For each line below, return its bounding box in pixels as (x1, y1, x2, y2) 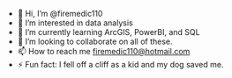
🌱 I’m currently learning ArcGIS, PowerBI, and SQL (17, 27, 200, 37)
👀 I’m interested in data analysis (17, 18, 134, 28)
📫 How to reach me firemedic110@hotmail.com (17, 46, 191, 56)
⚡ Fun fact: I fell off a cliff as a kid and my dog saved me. (17, 60, 224, 69)
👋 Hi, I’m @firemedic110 (17, 9, 103, 18)
